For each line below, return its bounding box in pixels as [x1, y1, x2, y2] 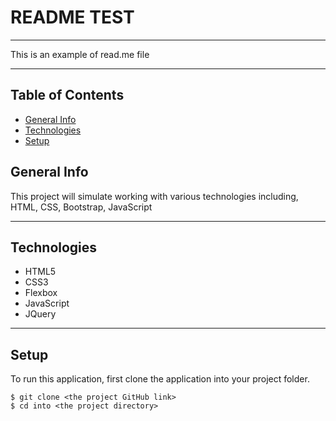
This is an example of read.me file [10, 48, 150, 60]
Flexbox [24, 287, 58, 299]
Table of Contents [10, 87, 125, 104]
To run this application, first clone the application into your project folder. [10, 373, 310, 385]
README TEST [10, 6, 135, 29]
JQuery [24, 308, 57, 320]
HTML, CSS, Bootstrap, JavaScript [10, 201, 153, 213]
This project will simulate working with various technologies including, [10, 190, 299, 202]
